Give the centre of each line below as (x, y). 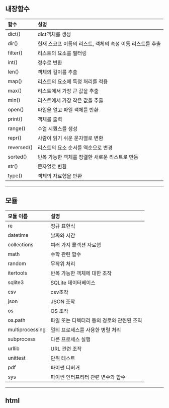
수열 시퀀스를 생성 (58, 128)
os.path (17, 320)
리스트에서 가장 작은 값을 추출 (70, 100)
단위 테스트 (63, 358)
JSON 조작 (63, 301)
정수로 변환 (50, 62)
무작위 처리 (63, 263)
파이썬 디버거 (65, 368)
